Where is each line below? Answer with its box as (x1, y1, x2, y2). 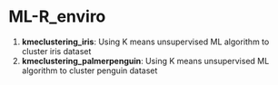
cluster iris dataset (21, 45, 92, 56)
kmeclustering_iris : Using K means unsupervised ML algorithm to (21, 36, 270, 47)
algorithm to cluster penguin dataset (21, 65, 158, 76)
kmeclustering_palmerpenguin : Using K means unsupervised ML (21, 55, 270, 66)
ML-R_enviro (8, 6, 106, 27)
